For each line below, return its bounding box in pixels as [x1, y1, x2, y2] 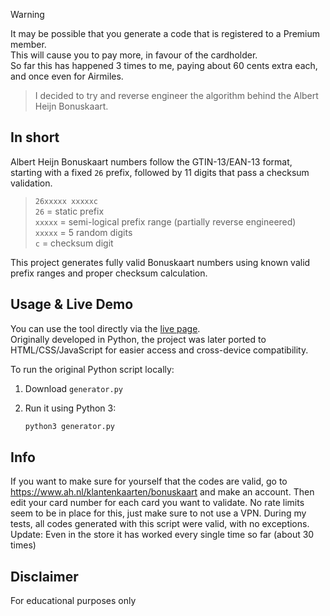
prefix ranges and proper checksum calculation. [10, 267, 208, 279]
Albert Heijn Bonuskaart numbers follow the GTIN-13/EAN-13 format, [10, 155, 293, 168]
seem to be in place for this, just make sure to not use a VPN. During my [10, 507, 307, 519]
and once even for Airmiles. [10, 70, 124, 82]
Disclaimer [10, 568, 79, 585]
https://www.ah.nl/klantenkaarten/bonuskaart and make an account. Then [10, 486, 315, 498]
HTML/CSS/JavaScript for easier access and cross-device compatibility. [10, 344, 309, 356]
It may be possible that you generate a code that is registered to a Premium [10, 28, 320, 39]
